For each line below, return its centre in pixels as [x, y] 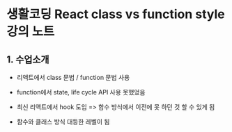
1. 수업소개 [28, 59]
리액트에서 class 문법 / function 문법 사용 [73, 77]
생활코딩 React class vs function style [116, 14]
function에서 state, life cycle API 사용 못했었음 [81, 92]
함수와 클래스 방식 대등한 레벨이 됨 [63, 122]
